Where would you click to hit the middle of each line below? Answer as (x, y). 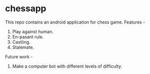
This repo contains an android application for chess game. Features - (75, 22)
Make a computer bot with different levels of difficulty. (67, 66)
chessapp (26, 9)
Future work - (19, 56)
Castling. (21, 42)
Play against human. (33, 31)
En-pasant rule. (28, 37)
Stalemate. (23, 47)
